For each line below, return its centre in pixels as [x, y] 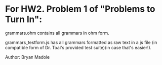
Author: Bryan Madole [27, 57]
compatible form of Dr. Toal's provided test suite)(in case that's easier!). [78, 47]
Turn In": [24, 19]
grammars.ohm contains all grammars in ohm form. [57, 33]
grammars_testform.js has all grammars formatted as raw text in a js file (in [81, 42]
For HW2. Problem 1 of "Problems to [80, 9]
